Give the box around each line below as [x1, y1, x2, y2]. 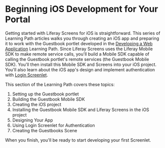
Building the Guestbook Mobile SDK [12, 96, 85, 102]
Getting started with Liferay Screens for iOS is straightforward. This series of [5, 30, 161, 36]
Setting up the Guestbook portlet [12, 91, 79, 97]
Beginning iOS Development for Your [5, 3, 159, 15]
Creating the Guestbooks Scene [12, 127, 77, 133]
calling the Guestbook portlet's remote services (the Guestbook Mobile [5, 56, 149, 62]
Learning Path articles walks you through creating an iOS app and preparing [5, 35, 159, 41]
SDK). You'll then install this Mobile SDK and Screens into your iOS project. [5, 61, 157, 67]
